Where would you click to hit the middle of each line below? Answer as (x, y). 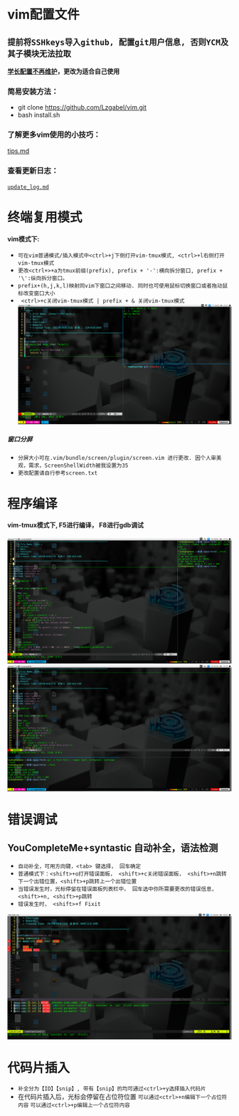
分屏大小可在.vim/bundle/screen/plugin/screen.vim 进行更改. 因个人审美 (119, 458)
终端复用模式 (45, 217)
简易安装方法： (33, 91)
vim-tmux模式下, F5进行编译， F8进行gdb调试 (75, 525)
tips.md (18, 151)
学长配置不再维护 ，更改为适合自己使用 (63, 71)
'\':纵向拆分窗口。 (43, 278)
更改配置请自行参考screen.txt (58, 473)
